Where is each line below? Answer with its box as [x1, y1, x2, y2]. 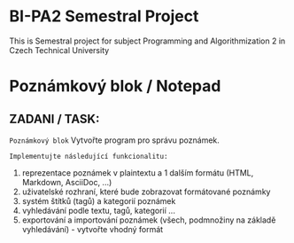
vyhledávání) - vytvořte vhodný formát [21, 223, 164, 234]
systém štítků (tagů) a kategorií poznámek [21, 195, 176, 206]
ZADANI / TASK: [9, 111, 100, 126]
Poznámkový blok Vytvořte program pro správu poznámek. [9, 135, 220, 145]
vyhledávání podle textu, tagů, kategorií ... [21, 205, 175, 216]
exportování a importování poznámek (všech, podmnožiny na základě [21, 215, 276, 225]
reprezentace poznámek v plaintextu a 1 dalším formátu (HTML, [21, 167, 254, 178]
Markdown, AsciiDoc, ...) [21, 176, 112, 187]
